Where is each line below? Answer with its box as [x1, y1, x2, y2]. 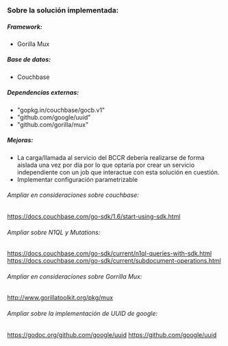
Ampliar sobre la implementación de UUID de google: [7, 310, 158, 317]
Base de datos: [7, 56, 51, 64]
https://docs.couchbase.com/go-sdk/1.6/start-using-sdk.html [7, 212, 181, 220]
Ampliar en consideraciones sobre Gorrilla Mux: [7, 272, 142, 280]
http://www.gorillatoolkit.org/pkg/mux [7, 294, 114, 302]
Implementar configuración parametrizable [16, 175, 138, 183]
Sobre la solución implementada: [7, 5, 119, 15]
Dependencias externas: [7, 89, 79, 97]
